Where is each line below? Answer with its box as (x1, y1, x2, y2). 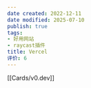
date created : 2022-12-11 (7, 10, 81, 17)
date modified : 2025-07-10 (7, 16, 85, 23)
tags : (7, 29, 23, 36)
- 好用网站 (7, 36, 34, 43)
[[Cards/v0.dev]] (7, 74, 55, 82)
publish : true (7, 23, 48, 30)
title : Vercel (7, 49, 48, 56)
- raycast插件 (7, 42, 46, 49)
